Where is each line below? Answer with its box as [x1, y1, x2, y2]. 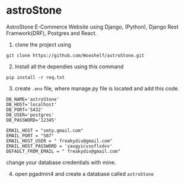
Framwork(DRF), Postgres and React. [6, 29, 97, 36]
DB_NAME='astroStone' [6, 96, 60, 102]
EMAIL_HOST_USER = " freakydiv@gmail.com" [6, 138, 113, 144]
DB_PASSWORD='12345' [6, 117, 58, 123]
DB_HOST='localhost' [6, 102, 58, 108]
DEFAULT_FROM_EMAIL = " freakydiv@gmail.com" [6, 148, 120, 154]
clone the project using [14, 41, 71, 48]
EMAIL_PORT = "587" [6, 132, 55, 138]
